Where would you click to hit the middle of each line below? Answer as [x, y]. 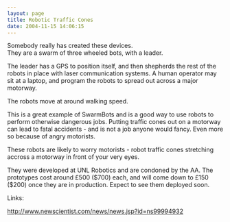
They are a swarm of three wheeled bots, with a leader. [85, 53]
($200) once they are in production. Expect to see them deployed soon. [108, 185]
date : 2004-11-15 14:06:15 [46, 26]
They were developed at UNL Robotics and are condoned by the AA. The [110, 170]
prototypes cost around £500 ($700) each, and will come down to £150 [108, 177]
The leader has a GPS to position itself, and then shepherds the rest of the [112, 66]
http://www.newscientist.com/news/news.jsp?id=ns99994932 [95, 211]
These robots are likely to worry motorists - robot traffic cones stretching [111, 150]
